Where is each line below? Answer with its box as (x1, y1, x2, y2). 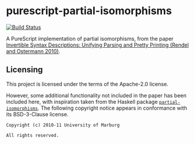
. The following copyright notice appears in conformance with (37, 104, 187, 112)
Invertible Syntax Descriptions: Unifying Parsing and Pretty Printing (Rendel (6, 41, 189, 48)
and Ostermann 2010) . (6, 47, 61, 54)
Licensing (6, 65, 43, 75)
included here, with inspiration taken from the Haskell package (6, 98, 158, 105)
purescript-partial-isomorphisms (6, 4, 172, 18)
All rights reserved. (6, 132, 60, 138)
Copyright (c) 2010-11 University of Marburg (6, 122, 120, 128)
